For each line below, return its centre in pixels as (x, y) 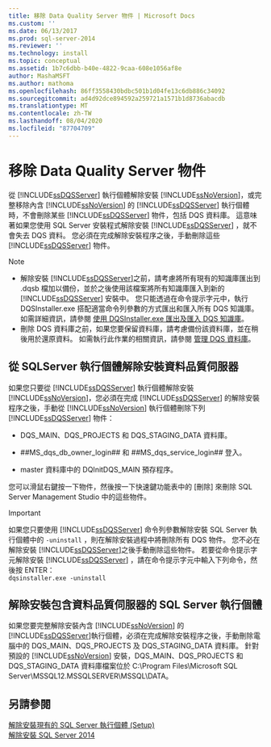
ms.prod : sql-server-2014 (52, 38)
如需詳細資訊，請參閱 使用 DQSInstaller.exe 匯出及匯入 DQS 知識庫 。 (134, 318)
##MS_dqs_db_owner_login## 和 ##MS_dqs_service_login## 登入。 (133, 452)
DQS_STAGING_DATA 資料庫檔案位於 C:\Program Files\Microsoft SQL (123, 666)
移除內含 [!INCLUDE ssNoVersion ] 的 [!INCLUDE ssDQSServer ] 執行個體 (132, 205)
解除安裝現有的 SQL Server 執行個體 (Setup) (81, 725)
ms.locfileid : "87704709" (52, 128)
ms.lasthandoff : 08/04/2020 (56, 121)
